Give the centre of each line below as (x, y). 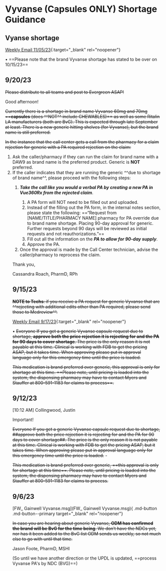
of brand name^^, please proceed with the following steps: (71, 178)
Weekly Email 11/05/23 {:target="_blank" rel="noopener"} (63, 50)
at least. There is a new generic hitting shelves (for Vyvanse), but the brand (82, 127)
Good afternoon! (22, 101)
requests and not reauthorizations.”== (66, 234)
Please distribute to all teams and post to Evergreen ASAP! (65, 92)
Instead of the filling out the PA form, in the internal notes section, (94, 207)
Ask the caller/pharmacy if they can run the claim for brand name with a (85, 156)
